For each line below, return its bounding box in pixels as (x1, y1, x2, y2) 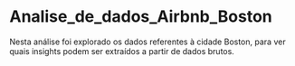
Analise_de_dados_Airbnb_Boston (9, 6, 273, 27)
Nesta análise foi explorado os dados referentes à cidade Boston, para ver (9, 36, 287, 47)
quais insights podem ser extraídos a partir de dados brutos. (9, 45, 235, 56)
